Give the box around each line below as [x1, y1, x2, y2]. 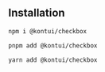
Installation [8, 6, 65, 20]
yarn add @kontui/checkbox [8, 55, 98, 64]
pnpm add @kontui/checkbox [8, 41, 98, 50]
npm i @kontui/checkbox [8, 27, 87, 35]
